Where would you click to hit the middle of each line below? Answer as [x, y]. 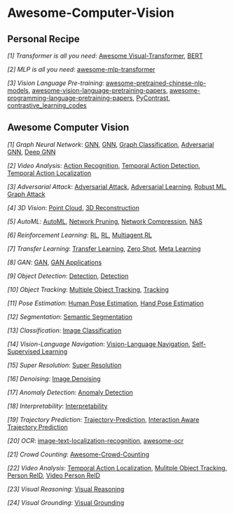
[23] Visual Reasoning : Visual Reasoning [66, 489]
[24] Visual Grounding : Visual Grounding [66, 502]
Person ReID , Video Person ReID [54, 475]
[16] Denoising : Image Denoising [54, 378]
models [18, 90]
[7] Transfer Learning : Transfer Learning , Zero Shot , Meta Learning [104, 248]
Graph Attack [26, 194]
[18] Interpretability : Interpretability [57, 406]
